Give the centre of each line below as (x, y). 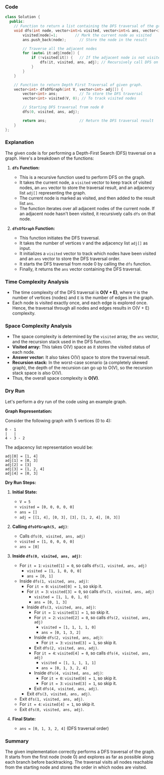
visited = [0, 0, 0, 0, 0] (47, 507)
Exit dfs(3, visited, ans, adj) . (59, 694)
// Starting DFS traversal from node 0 (63, 107)
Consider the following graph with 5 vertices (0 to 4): (58, 420)
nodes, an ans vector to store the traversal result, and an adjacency (87, 188)
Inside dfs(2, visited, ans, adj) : (69, 637)
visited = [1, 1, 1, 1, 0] (69, 627)
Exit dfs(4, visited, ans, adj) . (66, 688)
